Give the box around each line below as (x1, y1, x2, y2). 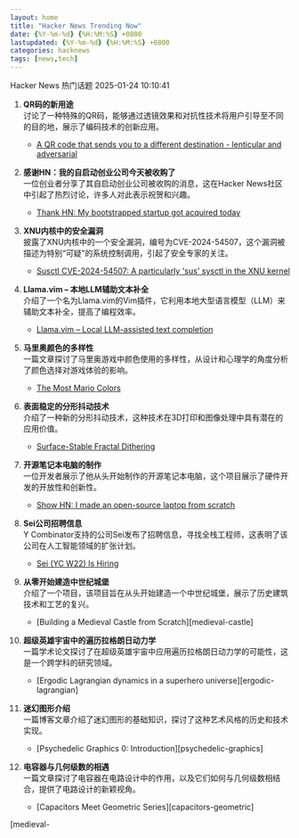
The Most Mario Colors (36, 382, 121, 393)
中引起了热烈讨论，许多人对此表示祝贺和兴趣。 (22, 189, 195, 200)
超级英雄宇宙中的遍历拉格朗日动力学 (22, 635, 157, 645)
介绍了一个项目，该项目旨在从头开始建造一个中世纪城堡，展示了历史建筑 (22, 587, 288, 598)
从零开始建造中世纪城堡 (22, 577, 109, 587)
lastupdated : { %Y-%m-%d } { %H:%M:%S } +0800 (10, 37, 170, 47)
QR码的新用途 (22, 99, 74, 110)
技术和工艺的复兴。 (22, 599, 94, 609)
